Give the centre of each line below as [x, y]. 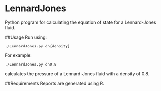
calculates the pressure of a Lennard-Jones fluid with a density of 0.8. [77, 73]
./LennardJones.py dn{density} [38, 46]
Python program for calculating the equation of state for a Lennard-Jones [80, 22]
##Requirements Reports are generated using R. [55, 83]
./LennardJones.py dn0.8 [31, 64]
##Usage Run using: [26, 37]
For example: [19, 55]
